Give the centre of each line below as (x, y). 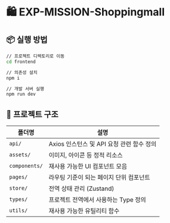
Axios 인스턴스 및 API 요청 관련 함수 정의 (103, 144)
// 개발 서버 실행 (25, 89)
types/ (18, 200)
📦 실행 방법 (27, 40)
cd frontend (21, 62)
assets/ (20, 155)
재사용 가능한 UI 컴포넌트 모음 (88, 167)
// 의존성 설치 (22, 73)
